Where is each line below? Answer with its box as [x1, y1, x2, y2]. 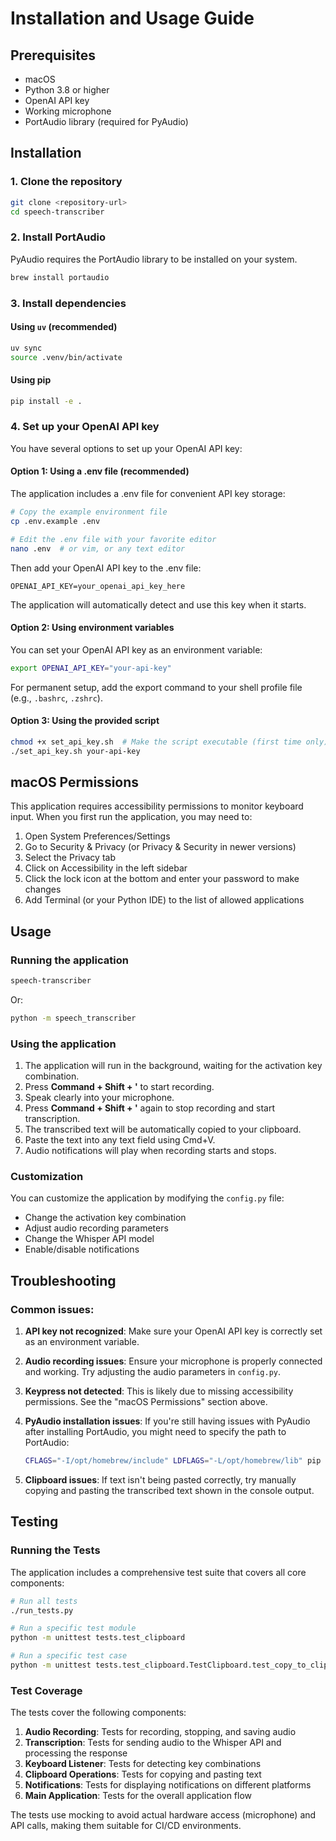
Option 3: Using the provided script [10, 715, 160, 727]
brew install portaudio [10, 272, 110, 282]
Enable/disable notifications [24, 1243, 140, 1256]
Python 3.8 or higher [24, 84, 110, 96]
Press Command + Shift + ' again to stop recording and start [24, 1102, 276, 1114]
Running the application [10, 953, 129, 967]
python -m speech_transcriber [10, 1013, 137, 1023]
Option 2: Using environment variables [10, 622, 175, 634]
